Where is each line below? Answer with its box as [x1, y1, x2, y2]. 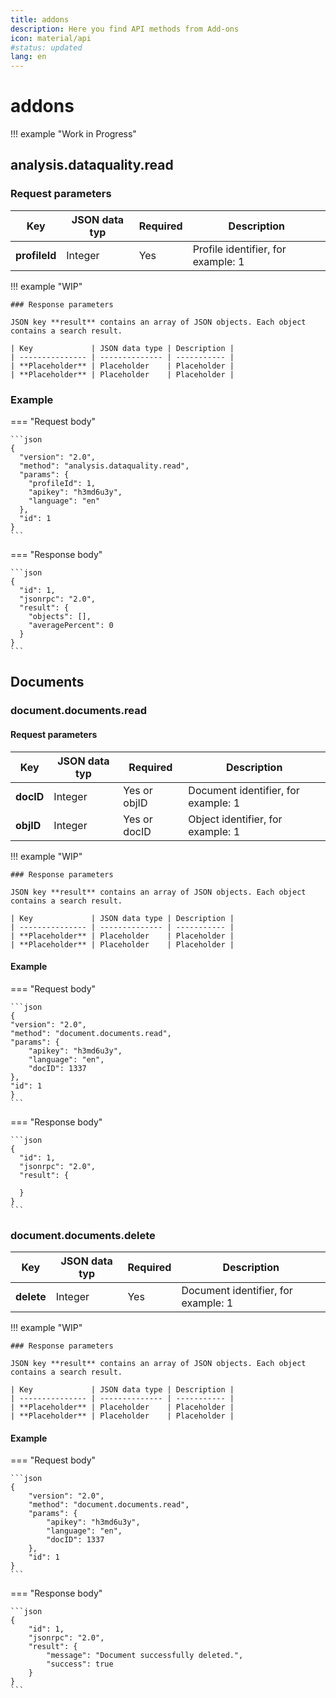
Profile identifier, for [192, 242, 287, 256]
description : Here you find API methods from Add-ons [10, 24, 240, 34]
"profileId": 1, [28, 479, 97, 489]
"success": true [46, 1659, 114, 1670]
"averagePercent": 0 [28, 621, 114, 631]
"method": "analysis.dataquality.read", [19, 461, 190, 471]
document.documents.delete [10, 1228, 156, 1242]
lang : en [10, 52, 47, 62]
